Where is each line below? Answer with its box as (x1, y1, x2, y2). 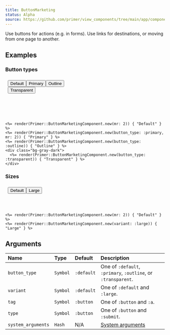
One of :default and (100, 284, 149, 291)
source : (5, 17, 22, 22)
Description (100, 255, 130, 262)
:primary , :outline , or (100, 269, 153, 276)
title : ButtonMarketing (5, 7, 56, 13)
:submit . (100, 313, 120, 320)
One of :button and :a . (100, 299, 155, 306)
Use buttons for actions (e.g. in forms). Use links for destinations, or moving (5, 31, 163, 37)
